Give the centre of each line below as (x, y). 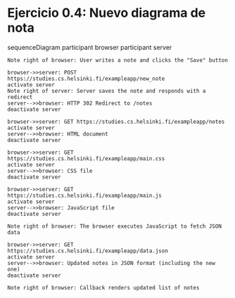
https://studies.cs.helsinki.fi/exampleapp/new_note (86, 79)
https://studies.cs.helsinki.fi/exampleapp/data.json (88, 251)
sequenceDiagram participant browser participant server (90, 47)
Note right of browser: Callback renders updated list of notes (103, 287)
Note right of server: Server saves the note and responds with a (107, 91)
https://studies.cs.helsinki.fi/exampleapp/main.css (86, 158)
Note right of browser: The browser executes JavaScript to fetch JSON (114, 226)
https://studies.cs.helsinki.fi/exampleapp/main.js (84, 195)
